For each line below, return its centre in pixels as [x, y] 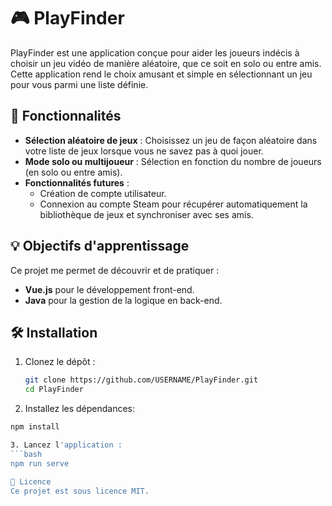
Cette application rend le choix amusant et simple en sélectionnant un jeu [161, 74]
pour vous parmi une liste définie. [79, 84]
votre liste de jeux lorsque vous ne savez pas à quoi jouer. [144, 151]
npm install [35, 427]
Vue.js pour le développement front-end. [109, 289]
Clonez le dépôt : [60, 362]
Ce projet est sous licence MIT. [80, 491]
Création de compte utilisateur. [103, 193]
